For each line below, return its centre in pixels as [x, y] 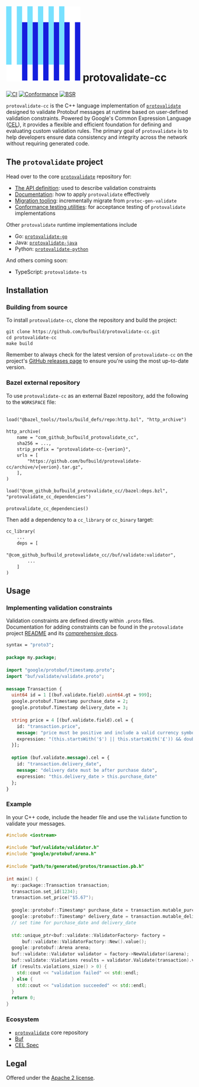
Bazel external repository [43, 383]
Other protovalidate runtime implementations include [72, 224]
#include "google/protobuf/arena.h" [51, 854]
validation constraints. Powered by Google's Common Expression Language [99, 118]
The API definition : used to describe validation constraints [85, 188]
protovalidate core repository [52, 1032]
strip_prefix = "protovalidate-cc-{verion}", [74, 449]
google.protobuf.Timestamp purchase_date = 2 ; [70, 701]
